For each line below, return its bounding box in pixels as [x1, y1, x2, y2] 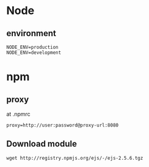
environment [6, 28, 56, 39]
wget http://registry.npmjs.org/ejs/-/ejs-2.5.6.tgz [6, 155, 144, 161]
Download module [6, 139, 78, 149]
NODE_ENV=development [6, 50, 62, 56]
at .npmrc [6, 111, 31, 117]
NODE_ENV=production [6, 44, 59, 50]
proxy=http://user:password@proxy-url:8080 [6, 122, 119, 128]
